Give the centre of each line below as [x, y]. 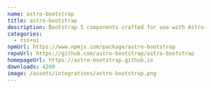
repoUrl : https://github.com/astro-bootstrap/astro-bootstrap [101, 54]
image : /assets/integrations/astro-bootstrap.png [82, 73]
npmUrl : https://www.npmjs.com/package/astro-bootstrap [91, 47]
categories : [25, 34]
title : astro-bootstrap [42, 21]
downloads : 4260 [31, 67]
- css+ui [27, 40]
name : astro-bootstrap [41, 14]
